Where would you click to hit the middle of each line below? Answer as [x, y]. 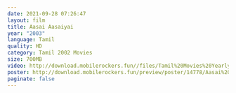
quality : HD [25, 46]
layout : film [26, 20]
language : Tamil [31, 40]
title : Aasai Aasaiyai [40, 27]
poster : [19, 72]
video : [17, 66]
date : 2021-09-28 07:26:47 [47, 14]
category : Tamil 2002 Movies [50, 53]
